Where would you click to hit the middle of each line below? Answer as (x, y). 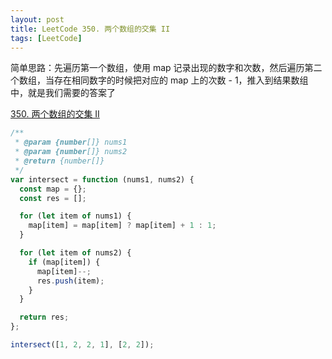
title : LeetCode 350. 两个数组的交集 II (90, 29)
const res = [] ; (53, 198)
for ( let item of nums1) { (75, 216)
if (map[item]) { (64, 262)
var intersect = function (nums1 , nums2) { (102, 179)
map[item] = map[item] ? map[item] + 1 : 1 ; (122, 226)
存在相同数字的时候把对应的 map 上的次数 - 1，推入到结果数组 (181, 80)
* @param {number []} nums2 (71, 152)
